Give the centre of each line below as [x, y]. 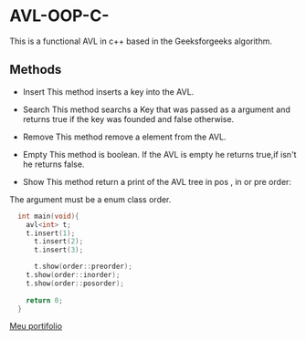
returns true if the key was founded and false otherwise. [128, 118]
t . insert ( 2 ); [58, 242]
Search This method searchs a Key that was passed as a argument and [156, 109]
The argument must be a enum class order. [90, 199]
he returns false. [53, 164]
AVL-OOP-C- [59, 16]
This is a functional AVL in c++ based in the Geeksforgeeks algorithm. [141, 41]
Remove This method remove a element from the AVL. [124, 137]
